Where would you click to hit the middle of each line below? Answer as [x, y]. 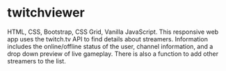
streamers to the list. [37, 61]
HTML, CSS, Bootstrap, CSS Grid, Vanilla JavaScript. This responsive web [113, 32]
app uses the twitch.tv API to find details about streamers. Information [108, 39]
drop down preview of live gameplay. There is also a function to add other [113, 54]
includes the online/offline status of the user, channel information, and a [110, 46]
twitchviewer [46, 13]
